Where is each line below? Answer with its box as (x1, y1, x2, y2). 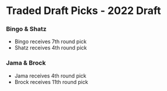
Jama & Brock (6, 59, 46, 67)
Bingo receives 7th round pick (14, 38, 87, 45)
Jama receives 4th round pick (14, 72, 86, 79)
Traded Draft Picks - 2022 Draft (6, 4, 162, 17)
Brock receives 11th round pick (14, 78, 89, 85)
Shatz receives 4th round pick (14, 44, 87, 51)
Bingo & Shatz (6, 25, 47, 33)
